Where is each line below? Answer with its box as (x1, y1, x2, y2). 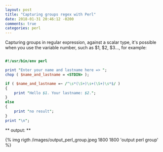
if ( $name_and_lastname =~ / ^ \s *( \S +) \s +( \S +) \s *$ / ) (5, 81, 121, 86)
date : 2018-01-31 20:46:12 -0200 (5, 16, 74, 21)
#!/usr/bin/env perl (5, 59, 48, 64)
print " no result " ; (14, 109, 54, 114)
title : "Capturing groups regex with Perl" (5, 12, 96, 17)
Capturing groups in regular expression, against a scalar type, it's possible (5, 39, 157, 45)
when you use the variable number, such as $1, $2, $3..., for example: (5, 45, 147, 51)
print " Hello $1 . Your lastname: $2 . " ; (14, 90, 96, 95)
